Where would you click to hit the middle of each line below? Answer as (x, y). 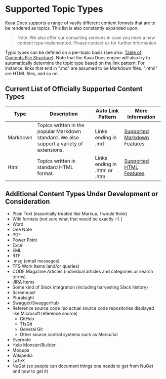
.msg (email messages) (36, 261)
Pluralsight (23, 297)
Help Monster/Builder (34, 345)
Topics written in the (61, 125)
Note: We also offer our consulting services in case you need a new (86, 38)
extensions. (50, 150)
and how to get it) (30, 371)
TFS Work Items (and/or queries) (46, 266)
